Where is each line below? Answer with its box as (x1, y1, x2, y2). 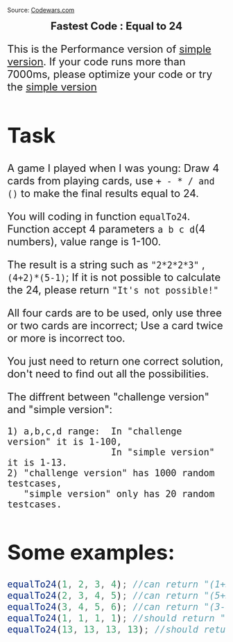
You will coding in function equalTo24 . (7, 210, 191, 223)
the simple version (7, 80, 97, 93)
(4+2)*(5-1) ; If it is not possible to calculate (7, 271, 221, 284)
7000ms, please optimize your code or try (7, 67, 213, 81)
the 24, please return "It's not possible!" (7, 283, 219, 297)
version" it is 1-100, (7, 436, 123, 448)
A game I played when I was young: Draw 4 (7, 161, 220, 175)
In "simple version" (110, 447, 215, 458)
